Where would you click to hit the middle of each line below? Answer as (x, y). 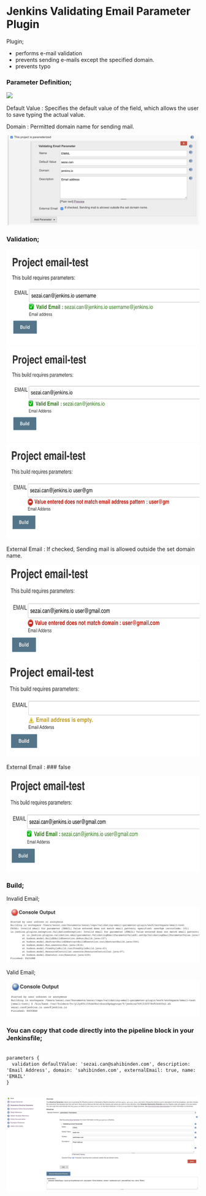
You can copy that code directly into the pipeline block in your (100, 1031)
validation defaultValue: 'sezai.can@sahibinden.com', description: (101, 1064)
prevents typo (33, 66)
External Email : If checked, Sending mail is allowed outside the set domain (101, 549)
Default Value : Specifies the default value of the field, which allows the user (103, 108)
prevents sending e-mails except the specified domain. (85, 60)
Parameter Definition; (39, 82)
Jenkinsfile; (25, 1038)
